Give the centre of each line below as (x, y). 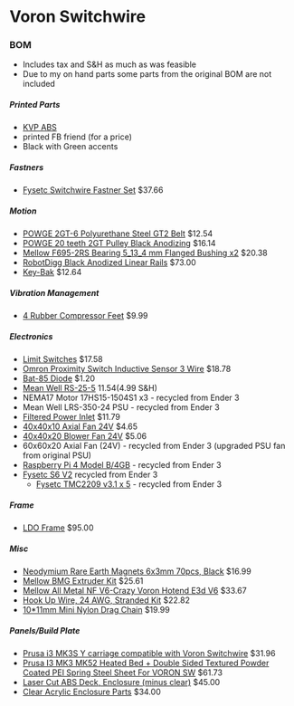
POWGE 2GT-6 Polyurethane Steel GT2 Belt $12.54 (118, 234)
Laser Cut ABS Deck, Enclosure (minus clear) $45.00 (121, 682)
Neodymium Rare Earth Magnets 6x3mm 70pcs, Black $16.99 (137, 571)
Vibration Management (54, 292)
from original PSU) (57, 455)
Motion (23, 211)
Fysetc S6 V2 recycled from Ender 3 (90, 475)
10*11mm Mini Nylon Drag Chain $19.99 (96, 610)
